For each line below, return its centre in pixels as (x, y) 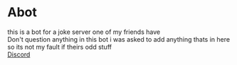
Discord (19, 54)
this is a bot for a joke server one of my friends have (84, 32)
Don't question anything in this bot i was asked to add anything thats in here (118, 39)
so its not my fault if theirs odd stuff (60, 47)
